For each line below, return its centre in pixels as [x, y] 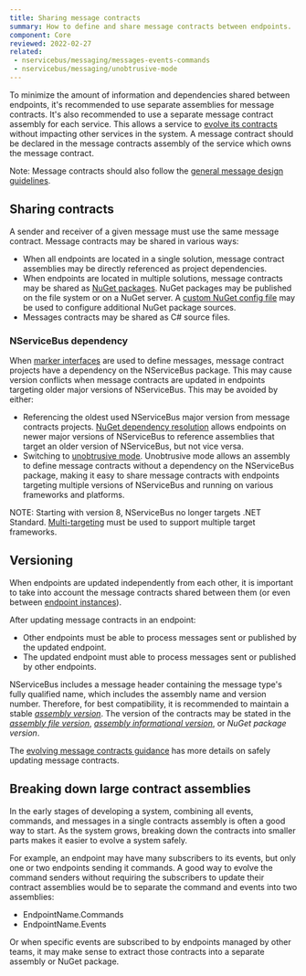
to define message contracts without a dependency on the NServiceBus [158, 465]
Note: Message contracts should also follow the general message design [147, 171]
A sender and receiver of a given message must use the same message [144, 231]
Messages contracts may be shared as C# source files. [127, 317]
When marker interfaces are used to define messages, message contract [147, 360]
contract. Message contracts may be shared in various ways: [124, 241]
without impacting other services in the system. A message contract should [152, 133]
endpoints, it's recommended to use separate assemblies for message [142, 104]
